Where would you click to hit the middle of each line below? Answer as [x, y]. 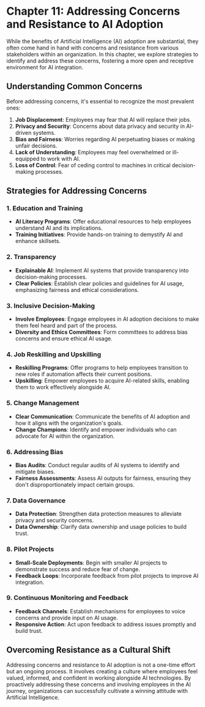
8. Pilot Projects [30, 549]
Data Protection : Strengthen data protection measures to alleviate [99, 514]
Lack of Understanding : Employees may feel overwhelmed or [93, 152]
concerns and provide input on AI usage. [66, 618]
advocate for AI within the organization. [65, 436]
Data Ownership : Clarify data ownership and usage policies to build [101, 527]
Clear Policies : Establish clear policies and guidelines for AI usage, [99, 283]
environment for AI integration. [45, 67]
